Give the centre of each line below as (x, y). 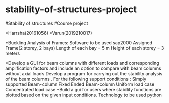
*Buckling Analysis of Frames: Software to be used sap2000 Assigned (79, 42)
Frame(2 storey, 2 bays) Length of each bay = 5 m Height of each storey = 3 (85, 48)
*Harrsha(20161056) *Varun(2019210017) (49, 33)
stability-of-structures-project (71, 9)
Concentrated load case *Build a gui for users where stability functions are (83, 89)
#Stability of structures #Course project (47, 23)
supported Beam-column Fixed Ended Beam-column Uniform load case (80, 84)
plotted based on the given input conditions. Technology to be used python (83, 95)
